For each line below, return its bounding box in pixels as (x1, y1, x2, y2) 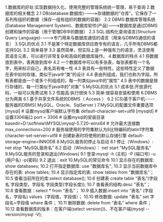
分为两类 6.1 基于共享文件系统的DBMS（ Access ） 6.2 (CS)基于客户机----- (5, 96, 155, 102)
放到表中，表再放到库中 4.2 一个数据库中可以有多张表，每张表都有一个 (5, 59, 146, 65)
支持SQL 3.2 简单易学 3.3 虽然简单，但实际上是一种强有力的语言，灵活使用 (5, 47, 155, 53)
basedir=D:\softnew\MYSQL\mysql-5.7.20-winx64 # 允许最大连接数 (5, 120, 141, 126)
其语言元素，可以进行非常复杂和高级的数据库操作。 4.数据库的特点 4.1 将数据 (5, 53, 159, 59)
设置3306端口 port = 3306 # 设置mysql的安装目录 (5, 114, 105, 120)
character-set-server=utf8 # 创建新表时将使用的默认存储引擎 (5, 133, 127, 138)
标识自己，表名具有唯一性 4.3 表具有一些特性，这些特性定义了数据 (21, 66, 155, 71)
